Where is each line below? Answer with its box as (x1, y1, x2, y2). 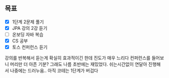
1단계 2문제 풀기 (12, 19, 44, 25)
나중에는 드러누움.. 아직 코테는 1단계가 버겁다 (10, 67, 98, 74)
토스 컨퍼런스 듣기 (12, 44, 48, 50)
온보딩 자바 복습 (12, 31, 44, 37)
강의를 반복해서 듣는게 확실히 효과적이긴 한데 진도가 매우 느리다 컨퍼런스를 (5, 55, 151, 61)
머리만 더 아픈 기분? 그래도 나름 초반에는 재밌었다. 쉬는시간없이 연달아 (10, 61, 147, 67)
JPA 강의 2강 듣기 (12, 25, 48, 31)
